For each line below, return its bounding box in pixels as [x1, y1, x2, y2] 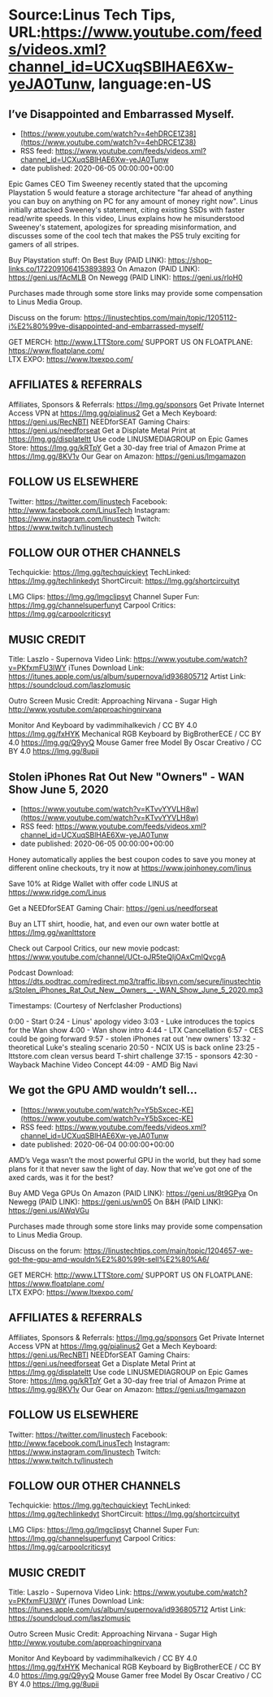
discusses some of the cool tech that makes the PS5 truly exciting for [8, 231, 240, 241]
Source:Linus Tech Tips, [8, 6, 176, 24]
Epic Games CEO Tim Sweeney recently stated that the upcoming [8, 179, 228, 189]
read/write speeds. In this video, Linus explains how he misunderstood [8, 214, 245, 223]
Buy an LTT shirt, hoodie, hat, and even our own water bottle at [8, 919, 219, 929]
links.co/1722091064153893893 [8, 264, 116, 273]
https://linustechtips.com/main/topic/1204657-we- [84, 1246, 253, 1255]
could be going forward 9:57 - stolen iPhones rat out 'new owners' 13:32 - [8, 1034, 257, 1044]
